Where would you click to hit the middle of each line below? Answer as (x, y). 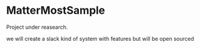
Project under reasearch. (37, 27)
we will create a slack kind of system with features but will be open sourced (100, 38)
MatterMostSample (56, 10)
